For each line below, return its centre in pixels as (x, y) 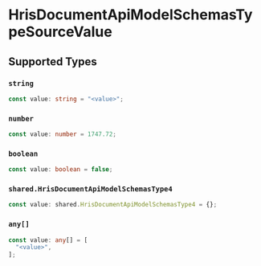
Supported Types (53, 61)
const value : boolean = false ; (61, 170)
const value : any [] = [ (48, 240)
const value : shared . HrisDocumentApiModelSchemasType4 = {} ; (113, 205)
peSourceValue (60, 32)
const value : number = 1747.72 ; (62, 134)
